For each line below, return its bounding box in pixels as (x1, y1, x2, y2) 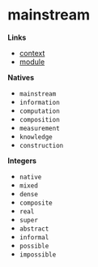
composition (19, 115, 60, 123)
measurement (19, 124, 60, 132)
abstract (19, 225, 49, 233)
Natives (7, 72, 35, 82)
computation (19, 107, 60, 115)
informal (19, 233, 49, 241)
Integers (7, 156, 37, 166)
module (19, 57, 45, 67)
